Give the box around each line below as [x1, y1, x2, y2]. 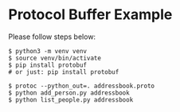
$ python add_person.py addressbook [8, 89, 130, 97]
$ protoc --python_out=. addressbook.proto [8, 82, 155, 90]
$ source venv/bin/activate [8, 54, 102, 62]
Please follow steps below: [8, 32, 96, 41]
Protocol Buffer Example [8, 6, 173, 24]
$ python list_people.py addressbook [8, 95, 134, 104]
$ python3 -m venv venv [8, 47, 88, 55]
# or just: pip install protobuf [8, 68, 119, 76]
